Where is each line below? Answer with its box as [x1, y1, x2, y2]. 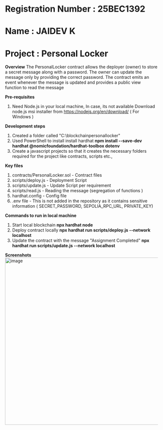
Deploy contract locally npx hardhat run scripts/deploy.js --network [12, 227, 151, 233]
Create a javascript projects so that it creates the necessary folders [12, 148, 147, 154]
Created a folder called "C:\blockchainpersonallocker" [12, 133, 120, 139]
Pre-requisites [5, 94, 35, 100]
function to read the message [5, 85, 64, 90]
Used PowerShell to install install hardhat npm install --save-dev [12, 138, 142, 144]
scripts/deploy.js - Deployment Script [12, 178, 87, 183]
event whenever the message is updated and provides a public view [5, 79, 141, 86]
